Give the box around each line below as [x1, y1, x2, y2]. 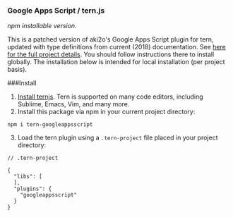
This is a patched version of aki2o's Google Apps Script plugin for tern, [7, 35, 214, 44]
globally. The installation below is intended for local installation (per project [7, 58, 225, 66]
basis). [7, 66, 27, 74]
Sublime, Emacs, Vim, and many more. [17, 100, 130, 108]
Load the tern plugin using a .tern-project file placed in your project [17, 133, 218, 142]
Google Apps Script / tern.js [7, 6, 105, 15]
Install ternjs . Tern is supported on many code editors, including [17, 92, 203, 101]
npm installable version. [7, 22, 77, 30]
